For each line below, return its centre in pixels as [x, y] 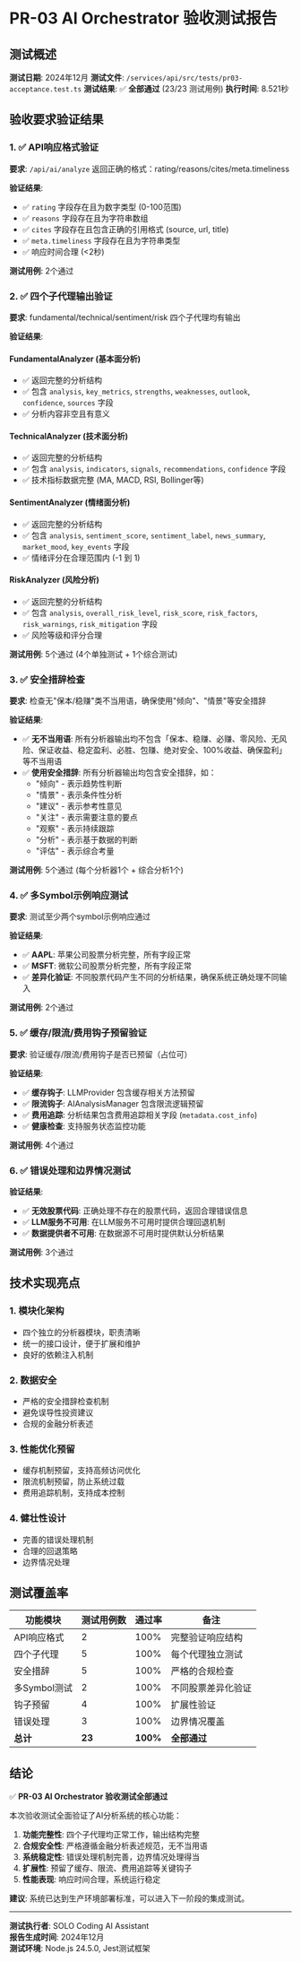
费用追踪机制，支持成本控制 [73, 1493]
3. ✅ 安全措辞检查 [47, 680]
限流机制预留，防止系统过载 [73, 1481]
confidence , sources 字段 [68, 403]
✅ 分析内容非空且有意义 [66, 414]
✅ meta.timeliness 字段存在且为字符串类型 [101, 240]
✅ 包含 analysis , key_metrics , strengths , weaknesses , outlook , [136, 392]
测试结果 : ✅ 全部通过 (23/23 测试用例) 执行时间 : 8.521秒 [186, 89]
